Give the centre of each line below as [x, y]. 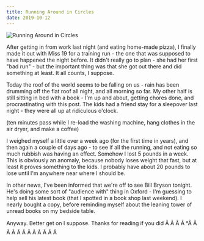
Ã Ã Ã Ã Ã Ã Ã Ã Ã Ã [32, 232]
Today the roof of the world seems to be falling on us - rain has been [93, 85]
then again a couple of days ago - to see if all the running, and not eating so [102, 147]
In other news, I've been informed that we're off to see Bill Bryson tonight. [99, 185]
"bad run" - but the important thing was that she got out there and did [94, 66]
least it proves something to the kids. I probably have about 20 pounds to [98, 167]
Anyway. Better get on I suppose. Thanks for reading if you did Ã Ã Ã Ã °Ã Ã [102, 223]
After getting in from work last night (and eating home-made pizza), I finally [101, 47]
